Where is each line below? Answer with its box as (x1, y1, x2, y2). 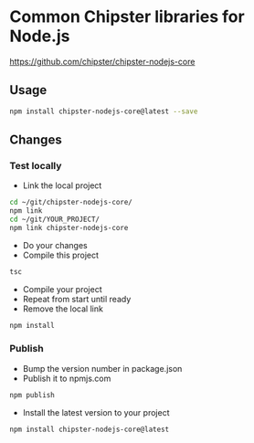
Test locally (9, 159, 62, 172)
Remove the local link (22, 303, 103, 314)
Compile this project (22, 249, 99, 260)
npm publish (9, 390, 55, 399)
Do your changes (22, 239, 89, 250)
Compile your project (22, 283, 102, 294)
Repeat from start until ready (22, 293, 132, 304)
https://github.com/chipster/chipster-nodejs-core (9, 56, 196, 67)
